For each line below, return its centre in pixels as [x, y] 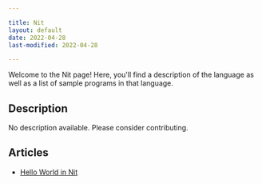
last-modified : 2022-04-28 [53, 45]
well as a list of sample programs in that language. [91, 83]
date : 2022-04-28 [37, 38]
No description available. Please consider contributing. [99, 128]
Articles [29, 153]
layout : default [35, 30]
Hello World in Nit [49, 172]
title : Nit [26, 22]
